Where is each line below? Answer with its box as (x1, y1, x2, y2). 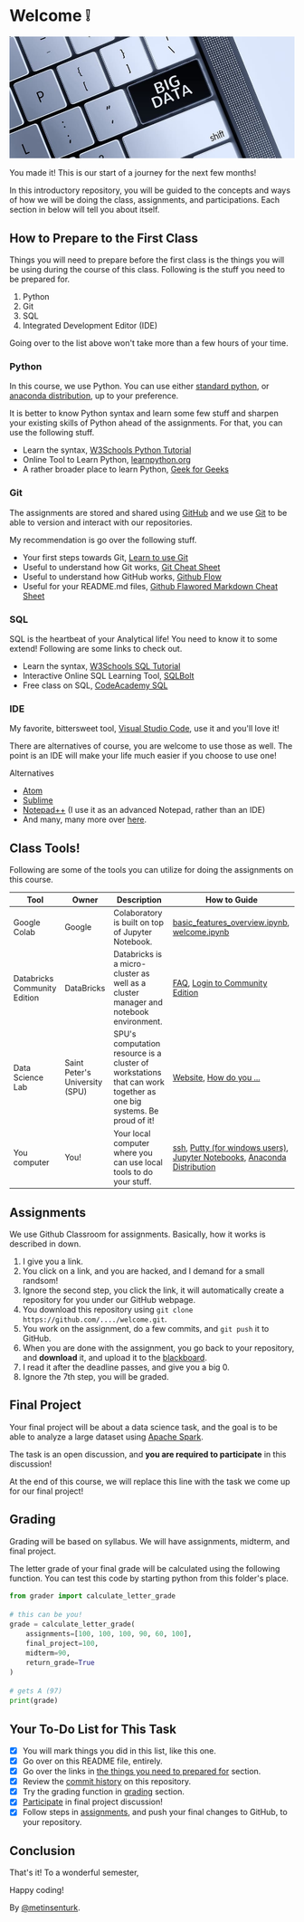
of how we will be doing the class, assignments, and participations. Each (9, 195, 280, 206)
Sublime (22, 795, 53, 806)
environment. (112, 1016, 163, 1028)
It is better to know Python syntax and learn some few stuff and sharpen (9, 408, 279, 419)
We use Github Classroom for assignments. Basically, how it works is (9, 1229, 266, 1239)
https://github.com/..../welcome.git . (22, 1314, 167, 1324)
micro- (119, 959, 147, 970)
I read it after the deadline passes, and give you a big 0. (22, 1362, 231, 1372)
